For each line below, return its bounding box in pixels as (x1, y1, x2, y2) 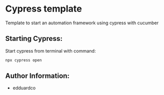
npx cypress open (5, 58, 42, 63)
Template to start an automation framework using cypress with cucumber (5, 20, 159, 26)
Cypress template (5, 3, 82, 15)
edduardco (12, 85, 36, 91)
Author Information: (5, 72, 70, 80)
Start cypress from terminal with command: (5, 47, 96, 54)
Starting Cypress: (5, 34, 63, 43)
